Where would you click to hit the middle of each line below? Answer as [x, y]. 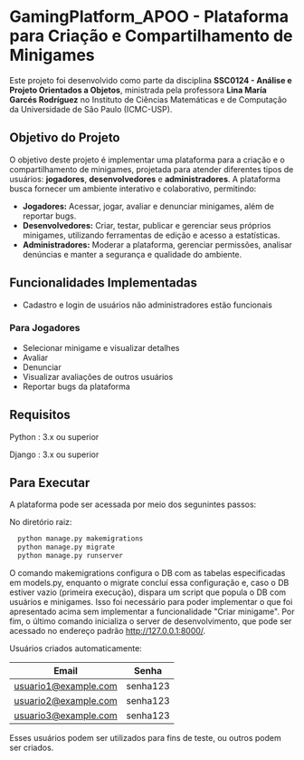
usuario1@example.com [66, 687]
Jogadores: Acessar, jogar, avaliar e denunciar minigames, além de [148, 206]
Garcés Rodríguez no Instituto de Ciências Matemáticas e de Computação [148, 99]
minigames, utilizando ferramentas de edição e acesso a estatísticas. [151, 235]
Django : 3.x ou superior [54, 454]
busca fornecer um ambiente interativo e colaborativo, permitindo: [133, 189]
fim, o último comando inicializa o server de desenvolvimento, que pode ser [151, 621]
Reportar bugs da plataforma [76, 386]
